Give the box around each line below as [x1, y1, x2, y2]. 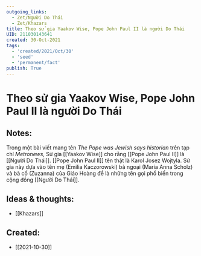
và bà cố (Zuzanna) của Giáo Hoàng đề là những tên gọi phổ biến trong [6, 170, 183, 177]
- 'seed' [11, 54, 34, 60]
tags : [6, 43, 20, 49]
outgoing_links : [6, 8, 47, 15]
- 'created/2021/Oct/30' [11, 48, 74, 54]
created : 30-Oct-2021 [6, 37, 61, 43]
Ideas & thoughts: [6, 194, 74, 204]
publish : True [6, 65, 42, 71]
